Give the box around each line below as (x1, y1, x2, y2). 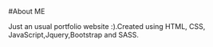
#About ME (8, 7, 45, 16)
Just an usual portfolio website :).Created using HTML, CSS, (8, 22, 206, 31)
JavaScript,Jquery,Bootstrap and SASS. (8, 31, 140, 39)
